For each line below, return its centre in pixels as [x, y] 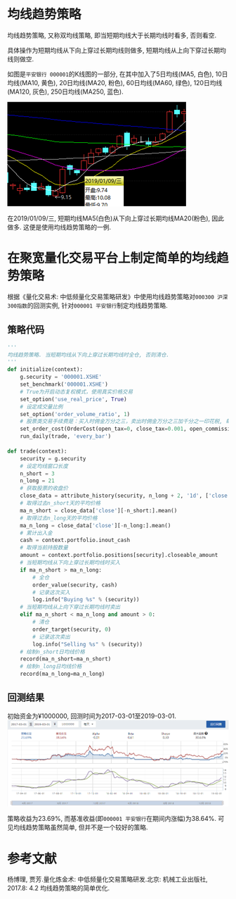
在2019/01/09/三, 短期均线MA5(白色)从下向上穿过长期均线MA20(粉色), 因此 [116, 218]
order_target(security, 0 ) [72, 629]
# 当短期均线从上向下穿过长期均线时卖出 [70, 607]
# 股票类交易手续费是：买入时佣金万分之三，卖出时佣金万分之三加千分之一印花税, [122, 422]
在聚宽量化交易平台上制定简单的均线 [112, 258]
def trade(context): [38, 451]
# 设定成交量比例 [41, 407]
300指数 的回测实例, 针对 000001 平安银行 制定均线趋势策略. [87, 305]
